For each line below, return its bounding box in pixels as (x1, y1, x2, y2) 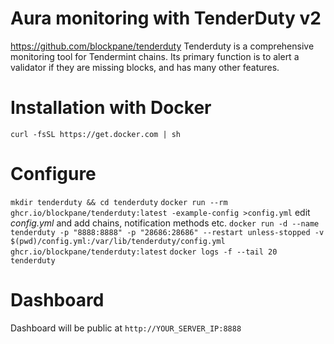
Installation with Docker (10, 97, 212, 119)
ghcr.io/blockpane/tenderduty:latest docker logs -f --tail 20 (10, 247, 278, 257)
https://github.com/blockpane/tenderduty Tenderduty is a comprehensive (10, 40, 315, 52)
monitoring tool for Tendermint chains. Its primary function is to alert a (10, 50, 300, 62)
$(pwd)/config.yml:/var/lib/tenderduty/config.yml (10, 236, 226, 246)
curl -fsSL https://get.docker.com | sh (10, 129, 182, 139)
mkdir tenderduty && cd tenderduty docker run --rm (10, 197, 228, 207)
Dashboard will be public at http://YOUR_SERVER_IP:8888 (10, 322, 242, 334)
